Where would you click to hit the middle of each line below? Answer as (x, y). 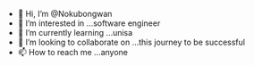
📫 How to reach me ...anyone (72, 52)
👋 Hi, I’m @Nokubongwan (65, 14)
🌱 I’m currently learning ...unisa (75, 33)
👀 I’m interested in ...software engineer (89, 23)
